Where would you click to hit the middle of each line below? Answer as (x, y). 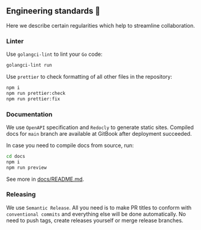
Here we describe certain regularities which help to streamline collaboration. (100, 25)
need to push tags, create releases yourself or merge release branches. (95, 220)
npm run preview (26, 168)
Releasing (21, 195)
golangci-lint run (29, 65)
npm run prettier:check (36, 93)
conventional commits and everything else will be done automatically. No (96, 214)
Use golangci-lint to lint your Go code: (55, 54)
